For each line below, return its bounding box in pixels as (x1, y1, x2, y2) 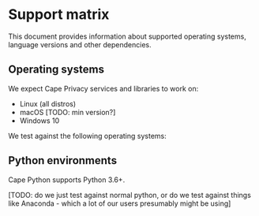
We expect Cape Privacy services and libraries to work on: (8, 84, 199, 93)
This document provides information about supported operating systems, (8, 32, 246, 41)
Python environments (8, 154, 117, 167)
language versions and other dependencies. (8, 39, 152, 49)
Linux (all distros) (19, 99, 77, 108)
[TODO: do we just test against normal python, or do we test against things (8, 190, 251, 199)
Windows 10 (19, 116, 60, 125)
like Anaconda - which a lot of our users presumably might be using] (8, 199, 231, 208)
